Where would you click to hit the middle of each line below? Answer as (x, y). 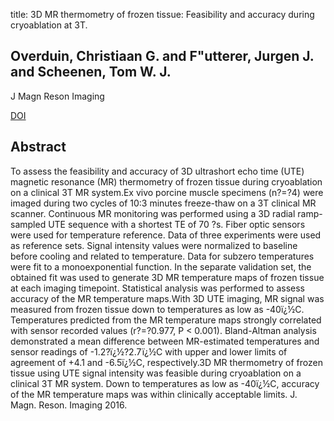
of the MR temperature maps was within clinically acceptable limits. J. (154, 394)
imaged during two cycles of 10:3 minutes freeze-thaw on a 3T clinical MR (163, 203)
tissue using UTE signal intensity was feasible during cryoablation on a (156, 373)
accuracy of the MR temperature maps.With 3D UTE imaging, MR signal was (167, 298)
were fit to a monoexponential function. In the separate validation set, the (161, 266)
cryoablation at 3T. (49, 25)
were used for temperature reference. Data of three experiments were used (166, 235)
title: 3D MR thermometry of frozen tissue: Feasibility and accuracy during (162, 14)
